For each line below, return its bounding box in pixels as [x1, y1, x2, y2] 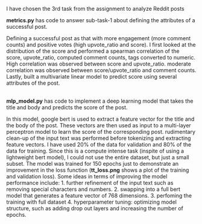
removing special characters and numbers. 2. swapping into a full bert [6, 186, 181, 193]
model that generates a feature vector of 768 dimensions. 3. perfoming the [6, 192, 192, 199]
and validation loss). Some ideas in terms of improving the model [6, 173, 168, 180]
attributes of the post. [6, 79, 60, 86]
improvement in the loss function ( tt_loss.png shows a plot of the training [6, 166, 189, 174]
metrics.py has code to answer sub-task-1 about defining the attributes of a [6, 17, 195, 23]
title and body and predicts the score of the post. [6, 104, 128, 110]
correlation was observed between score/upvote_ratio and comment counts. [6, 67, 197, 74]
